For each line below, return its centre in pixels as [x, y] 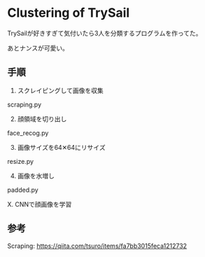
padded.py [23, 190]
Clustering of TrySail [69, 13]
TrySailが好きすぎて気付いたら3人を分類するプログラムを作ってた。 [105, 33]
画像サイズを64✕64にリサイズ [62, 147]
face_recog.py [28, 133]
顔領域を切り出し [42, 119]
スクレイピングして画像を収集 [60, 90]
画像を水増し [36, 176]
